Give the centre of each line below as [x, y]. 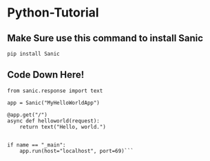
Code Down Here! [46, 75]
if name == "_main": [37, 145]
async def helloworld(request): [53, 121]
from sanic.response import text [55, 91]
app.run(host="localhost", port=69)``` [77, 151]
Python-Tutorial [53, 13]
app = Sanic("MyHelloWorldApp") [53, 103]
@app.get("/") [28, 115]
